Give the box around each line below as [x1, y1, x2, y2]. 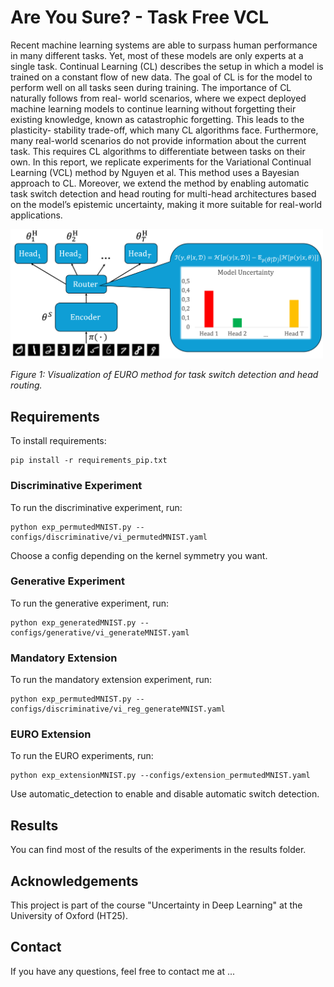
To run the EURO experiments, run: [10, 750, 154, 762]
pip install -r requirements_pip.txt [10, 456, 168, 466]
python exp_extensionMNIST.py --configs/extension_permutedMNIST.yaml [10, 771, 311, 781]
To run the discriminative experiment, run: [10, 501, 183, 513]
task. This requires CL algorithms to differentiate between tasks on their [10, 145, 306, 157]
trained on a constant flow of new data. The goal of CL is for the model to [10, 71, 313, 83]
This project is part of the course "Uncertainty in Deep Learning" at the [10, 899, 303, 911]
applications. [10, 209, 63, 221]
